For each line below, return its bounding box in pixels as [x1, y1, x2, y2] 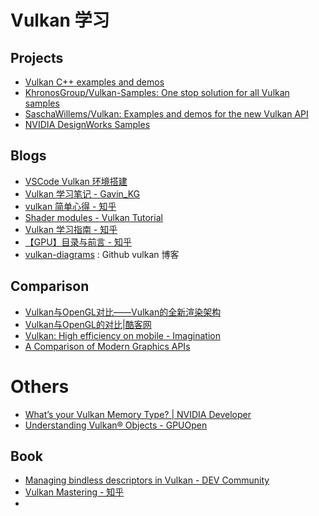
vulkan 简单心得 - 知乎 [24, 200, 117, 212]
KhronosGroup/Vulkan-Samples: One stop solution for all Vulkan [24, 87, 290, 98]
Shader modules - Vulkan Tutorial [24, 211, 163, 223]
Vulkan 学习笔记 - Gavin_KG [24, 187, 141, 200]
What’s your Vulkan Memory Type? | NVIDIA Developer [24, 408, 252, 420]
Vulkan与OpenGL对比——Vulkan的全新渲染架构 [24, 306, 222, 318]
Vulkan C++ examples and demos [24, 76, 165, 88]
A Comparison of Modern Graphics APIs [24, 340, 191, 352]
